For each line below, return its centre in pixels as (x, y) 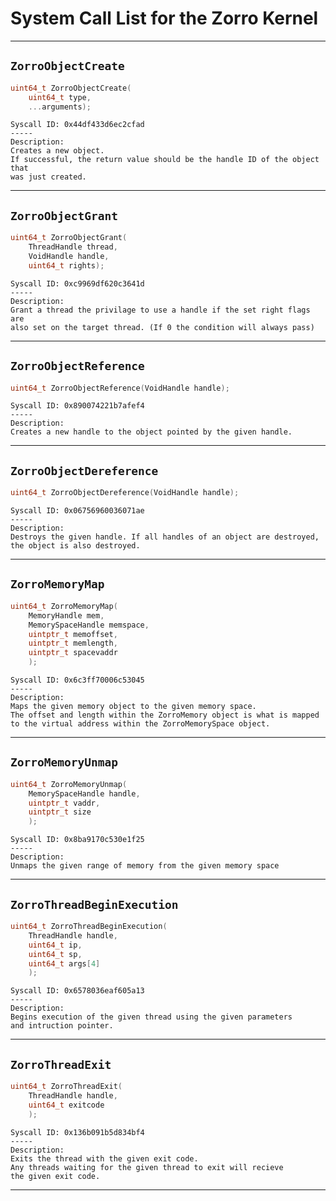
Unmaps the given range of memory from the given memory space (145, 866)
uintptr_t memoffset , (73, 634)
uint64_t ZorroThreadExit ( (66, 1087)
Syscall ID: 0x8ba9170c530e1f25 (77, 840)
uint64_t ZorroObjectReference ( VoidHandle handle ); (120, 388)
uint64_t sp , (55, 954)
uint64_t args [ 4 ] (64, 963)
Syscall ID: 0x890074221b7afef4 (77, 406)
